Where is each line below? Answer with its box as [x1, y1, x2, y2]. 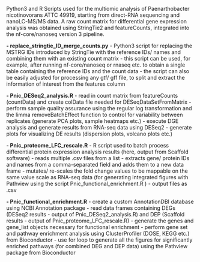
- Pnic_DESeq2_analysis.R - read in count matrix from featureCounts [6, 92, 178, 99]
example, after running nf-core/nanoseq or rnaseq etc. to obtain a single [6, 61, 186, 68]
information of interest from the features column [6, 80, 126, 88]
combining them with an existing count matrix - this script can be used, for [6, 55, 191, 62]
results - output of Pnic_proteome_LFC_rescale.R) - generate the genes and [6, 217, 194, 224]
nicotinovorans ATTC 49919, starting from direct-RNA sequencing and [6, 11, 180, 19]
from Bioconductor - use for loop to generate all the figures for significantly [6, 236, 193, 243]
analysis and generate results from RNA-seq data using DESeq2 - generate [6, 124, 192, 131]
